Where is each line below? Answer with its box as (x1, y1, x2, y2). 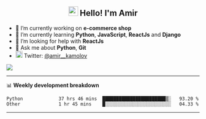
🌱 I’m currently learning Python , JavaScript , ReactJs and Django (15, 31, 181, 38)
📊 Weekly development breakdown (6, 81, 99, 89)
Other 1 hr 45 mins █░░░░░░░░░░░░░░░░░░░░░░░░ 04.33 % (6, 101, 199, 107)
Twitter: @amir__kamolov (23, 52, 88, 59)
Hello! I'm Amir (79, 8, 138, 18)
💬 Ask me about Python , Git (15, 44, 86, 51)
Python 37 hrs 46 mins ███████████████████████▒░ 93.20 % (6, 96, 199, 102)
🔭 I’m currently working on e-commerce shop (15, 24, 132, 31)
